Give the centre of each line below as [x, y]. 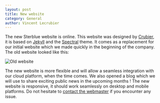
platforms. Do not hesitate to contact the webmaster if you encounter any [78, 91]
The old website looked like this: [37, 52]
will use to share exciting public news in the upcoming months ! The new [77, 81]
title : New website [25, 14]
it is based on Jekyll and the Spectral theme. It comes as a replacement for [80, 42]
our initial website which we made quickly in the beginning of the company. [80, 47]
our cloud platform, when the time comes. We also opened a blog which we [80, 76]
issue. [11, 97]
